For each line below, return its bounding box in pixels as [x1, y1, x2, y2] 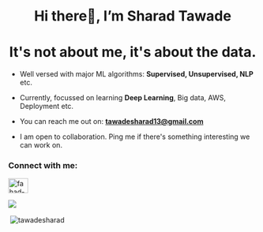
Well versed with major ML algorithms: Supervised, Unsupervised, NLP [19, 69, 254, 79]
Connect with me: [8, 160, 78, 171]
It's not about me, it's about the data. [9, 43, 257, 62]
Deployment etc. [19, 102, 73, 111]
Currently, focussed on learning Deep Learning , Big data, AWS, [19, 93, 227, 103]
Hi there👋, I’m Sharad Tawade [34, 7, 231, 25]
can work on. [19, 140, 63, 150]
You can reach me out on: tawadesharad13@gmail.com [19, 117, 204, 126]
